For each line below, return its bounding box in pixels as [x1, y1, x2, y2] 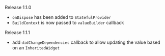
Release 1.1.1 [5, 30, 30, 35]
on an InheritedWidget [12, 45, 60, 50]
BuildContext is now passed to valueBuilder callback [12, 20, 124, 25]
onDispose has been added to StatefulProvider [12, 14, 112, 20]
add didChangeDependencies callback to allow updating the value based [12, 39, 161, 45]
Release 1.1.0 [5, 5, 32, 10]
